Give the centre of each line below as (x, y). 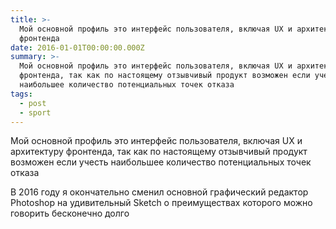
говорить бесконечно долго (70, 213)
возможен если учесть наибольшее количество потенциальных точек (161, 162)
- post (33, 103)
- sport (35, 112)
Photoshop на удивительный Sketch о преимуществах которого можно (161, 203)
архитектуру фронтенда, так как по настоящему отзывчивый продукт (159, 152)
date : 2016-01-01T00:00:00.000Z (77, 47)
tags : (21, 94)
